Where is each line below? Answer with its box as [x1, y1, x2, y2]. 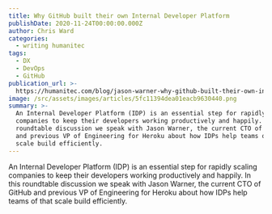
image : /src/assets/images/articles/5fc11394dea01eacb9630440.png [8, 94, 237, 103]
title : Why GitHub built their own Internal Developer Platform [8, 11, 230, 20]
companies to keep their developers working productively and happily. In [8, 170, 252, 180]
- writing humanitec [15, 42, 85, 50]
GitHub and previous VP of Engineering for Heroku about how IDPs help [8, 187, 249, 197]
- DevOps [15, 65, 45, 73]
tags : [8, 49, 27, 57]
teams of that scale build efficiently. [8, 195, 128, 206]
